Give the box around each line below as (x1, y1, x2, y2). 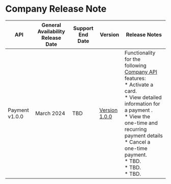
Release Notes (126, 31, 162, 38)
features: (124, 74, 146, 82)
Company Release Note (5, 3, 107, 15)
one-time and (124, 119, 158, 126)
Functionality (124, 49, 156, 56)
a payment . (124, 107, 153, 114)
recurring (124, 125, 147, 133)
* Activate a (124, 81, 154, 88)
